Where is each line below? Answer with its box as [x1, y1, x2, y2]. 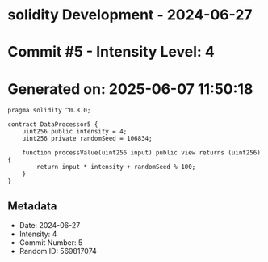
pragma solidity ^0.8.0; [7, 107, 91, 115]
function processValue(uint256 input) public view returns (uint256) [22, 149, 262, 157]
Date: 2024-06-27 [19, 221, 81, 230]
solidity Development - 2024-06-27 [7, 6, 253, 24]
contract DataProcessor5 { [7, 120, 98, 129]
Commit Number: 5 [19, 238, 83, 247]
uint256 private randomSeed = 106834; [22, 135, 153, 143]
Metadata [7, 199, 57, 213]
